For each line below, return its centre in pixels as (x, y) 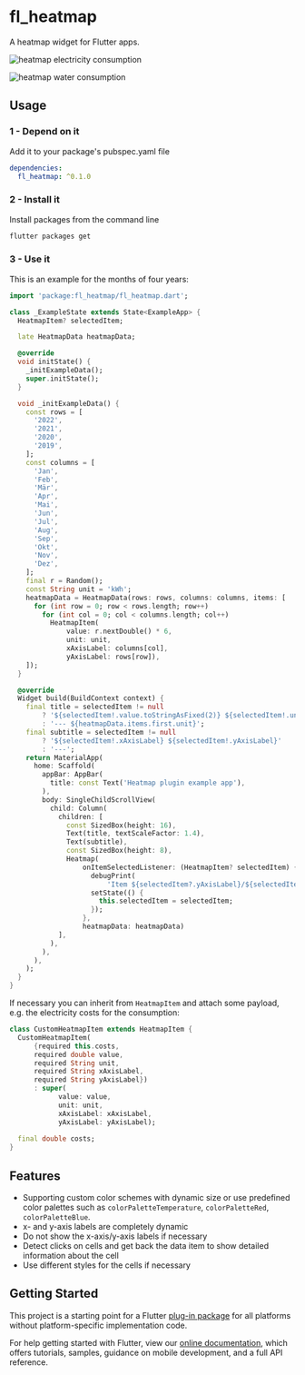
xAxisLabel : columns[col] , (118, 648)
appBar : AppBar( (73, 775)
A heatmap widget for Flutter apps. (75, 42)
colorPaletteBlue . (56, 1217)
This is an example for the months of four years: (99, 279)
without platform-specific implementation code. (98, 1325)
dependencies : (36, 168)
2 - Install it (35, 200)
